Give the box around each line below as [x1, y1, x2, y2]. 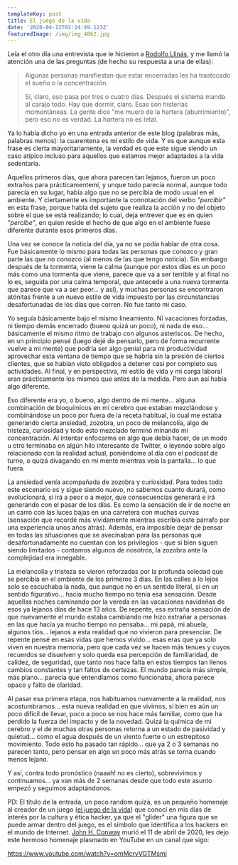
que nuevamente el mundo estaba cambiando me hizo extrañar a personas [7, 613, 227, 622]
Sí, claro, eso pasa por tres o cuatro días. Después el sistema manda [24, 93, 226, 101]
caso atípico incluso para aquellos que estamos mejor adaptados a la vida [7, 152, 224, 160]
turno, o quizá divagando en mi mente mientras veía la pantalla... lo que [7, 456, 217, 465]
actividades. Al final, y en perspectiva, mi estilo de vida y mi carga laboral [7, 367, 222, 376]
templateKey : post [7, 10, 62, 18]
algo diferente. [7, 382, 50, 391]
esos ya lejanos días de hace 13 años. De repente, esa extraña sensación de [7, 605, 231, 614]
